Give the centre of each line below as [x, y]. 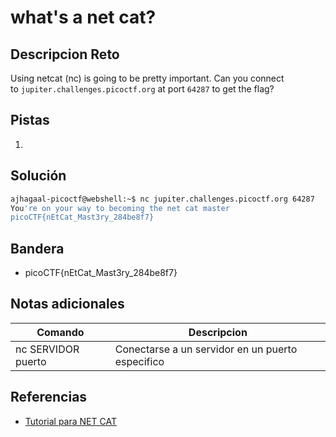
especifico [139, 361]
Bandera [37, 248]
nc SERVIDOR [47, 349]
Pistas [30, 120]
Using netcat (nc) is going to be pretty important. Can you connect [147, 78]
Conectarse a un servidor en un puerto [206, 349]
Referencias [49, 397]
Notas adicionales [67, 304]
